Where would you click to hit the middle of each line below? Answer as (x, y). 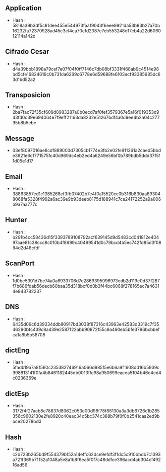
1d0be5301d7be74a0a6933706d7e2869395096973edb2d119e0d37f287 (86, 281)
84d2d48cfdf (26, 247)
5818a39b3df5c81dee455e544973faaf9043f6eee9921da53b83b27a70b (86, 25)
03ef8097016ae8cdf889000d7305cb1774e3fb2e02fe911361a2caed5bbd (86, 151)
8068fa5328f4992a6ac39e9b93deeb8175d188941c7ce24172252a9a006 (86, 199)
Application (24, 8)
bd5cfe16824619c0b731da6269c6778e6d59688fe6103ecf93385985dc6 (86, 74)
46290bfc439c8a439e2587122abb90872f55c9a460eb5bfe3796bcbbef (86, 329)
